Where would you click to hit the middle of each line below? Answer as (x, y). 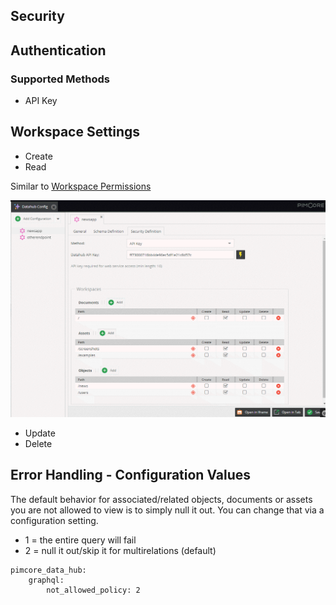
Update (40, 433)
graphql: (46, 580)
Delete (38, 443)
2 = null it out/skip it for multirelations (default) (120, 550)
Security (37, 16)
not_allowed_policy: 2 (93, 590)
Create (38, 156)
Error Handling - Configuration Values (131, 475)
